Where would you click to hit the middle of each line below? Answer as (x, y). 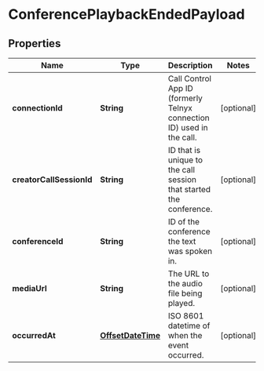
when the (185, 335)
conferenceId (38, 241)
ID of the (184, 222)
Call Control (190, 78)
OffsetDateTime (130, 335)
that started (189, 189)
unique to (185, 160)
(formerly (185, 98)
